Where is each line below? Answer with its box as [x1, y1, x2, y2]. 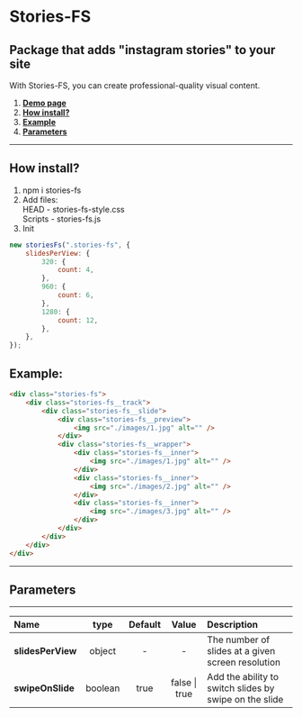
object [89, 645, 117, 658]
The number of [206, 633, 271, 646]
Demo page [22, 97, 67, 108]
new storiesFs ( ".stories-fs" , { [9, 241, 130, 250]
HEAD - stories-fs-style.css [22, 204, 125, 214]
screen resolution [206, 656, 281, 668]
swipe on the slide [206, 694, 284, 706]
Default [129, 619, 162, 631]
